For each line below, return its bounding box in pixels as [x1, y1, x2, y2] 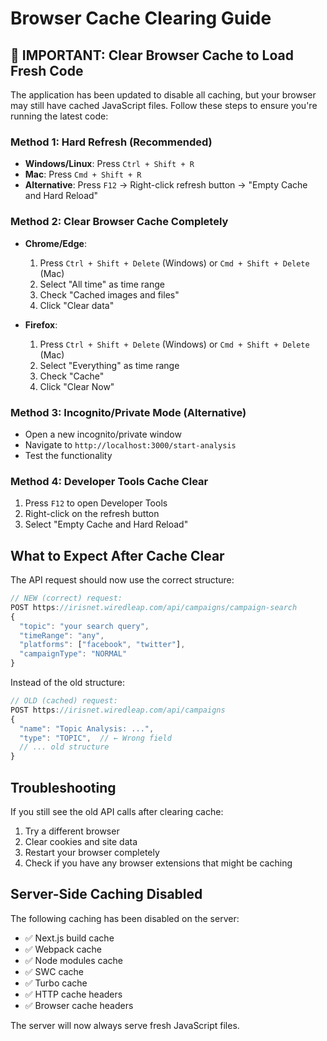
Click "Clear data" [39, 299, 115, 311]
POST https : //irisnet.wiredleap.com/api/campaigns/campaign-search [10, 602, 298, 612]
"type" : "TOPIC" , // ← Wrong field [19, 733, 172, 743]
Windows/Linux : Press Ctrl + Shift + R [24, 158, 195, 170]
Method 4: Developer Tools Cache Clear [10, 474, 209, 488]
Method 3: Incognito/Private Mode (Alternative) [10, 405, 247, 419]
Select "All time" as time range [39, 278, 165, 290]
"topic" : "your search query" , [19, 621, 150, 631]
